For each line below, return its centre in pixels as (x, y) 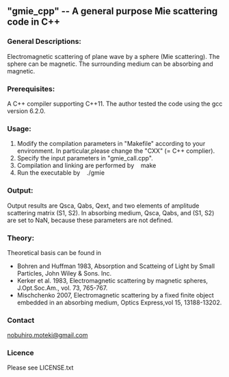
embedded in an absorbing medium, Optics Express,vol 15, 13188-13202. (119, 302)
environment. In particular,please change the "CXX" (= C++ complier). (116, 151)
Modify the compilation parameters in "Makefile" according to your (111, 144)
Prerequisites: (31, 88)
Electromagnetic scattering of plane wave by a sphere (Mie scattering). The (113, 56)
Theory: (21, 238)
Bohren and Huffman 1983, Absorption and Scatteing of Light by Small (116, 266)
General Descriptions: (44, 42)
